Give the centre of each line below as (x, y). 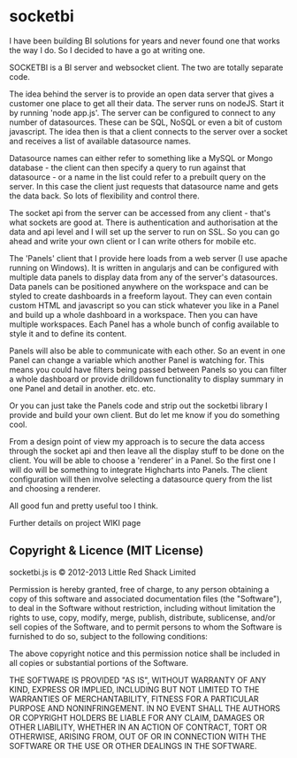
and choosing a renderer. (55, 488)
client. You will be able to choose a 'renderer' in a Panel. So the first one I (142, 460)
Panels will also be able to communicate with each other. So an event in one (147, 351)
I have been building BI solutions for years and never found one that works (145, 41)
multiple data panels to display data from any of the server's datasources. (144, 277)
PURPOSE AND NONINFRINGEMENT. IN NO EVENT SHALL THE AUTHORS (145, 708)
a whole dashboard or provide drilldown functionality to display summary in (147, 379)
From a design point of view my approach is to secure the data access (137, 441)
